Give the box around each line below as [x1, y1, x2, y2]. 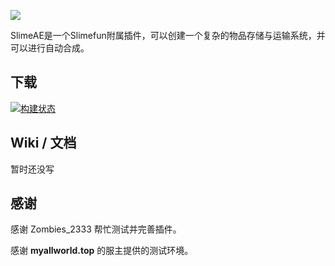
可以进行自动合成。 [10, 42, 90, 54]
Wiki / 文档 [10, 135, 77, 152]
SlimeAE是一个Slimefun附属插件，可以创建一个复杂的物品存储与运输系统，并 [10, 30, 326, 41]
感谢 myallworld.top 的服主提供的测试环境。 [10, 245, 194, 257]
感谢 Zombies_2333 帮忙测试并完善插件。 [10, 223, 182, 235]
